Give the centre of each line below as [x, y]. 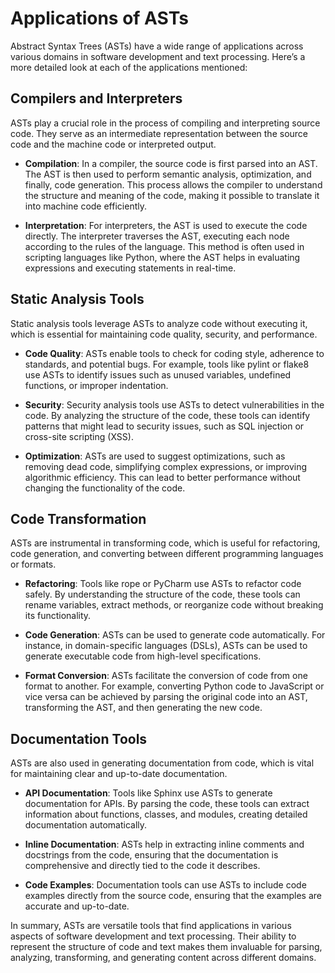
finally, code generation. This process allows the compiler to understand [173, 184]
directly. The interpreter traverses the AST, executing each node [157, 236]
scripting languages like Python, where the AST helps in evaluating [162, 257]
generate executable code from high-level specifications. [143, 656]
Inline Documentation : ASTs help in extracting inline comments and [164, 844]
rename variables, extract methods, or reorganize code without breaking [174, 605]
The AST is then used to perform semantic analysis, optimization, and [168, 174]
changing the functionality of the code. [105, 488]
